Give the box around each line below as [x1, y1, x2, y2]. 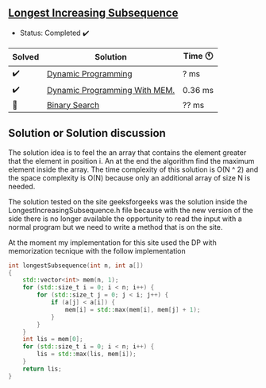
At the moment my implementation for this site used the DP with [8, 238, 217, 247]
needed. [8, 181, 36, 191]
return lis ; [22, 365, 62, 373]
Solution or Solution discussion [8, 126, 167, 140]
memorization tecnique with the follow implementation [8, 246, 186, 255]
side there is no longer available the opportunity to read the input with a [8, 214, 242, 223]
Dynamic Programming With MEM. [46, 85, 175, 96]
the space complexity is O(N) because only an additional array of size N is [8, 173, 251, 182]
